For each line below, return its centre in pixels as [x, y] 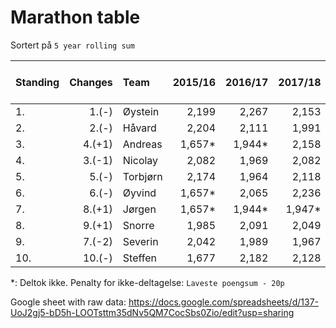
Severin [140, 241]
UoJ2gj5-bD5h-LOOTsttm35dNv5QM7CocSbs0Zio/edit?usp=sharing [152, 312]
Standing [37, 82]
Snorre [138, 225]
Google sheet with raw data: [68, 302]
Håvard [139, 128]
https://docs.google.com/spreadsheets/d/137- [223, 302]
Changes [91, 82]
